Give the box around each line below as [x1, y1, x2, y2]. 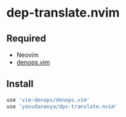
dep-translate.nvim [6, 5, 120, 21]
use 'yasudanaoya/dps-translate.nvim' [6, 102, 118, 110]
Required [6, 33, 46, 44]
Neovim [16, 51, 39, 59]
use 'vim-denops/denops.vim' [6, 96, 90, 103]
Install [6, 78, 34, 90]
